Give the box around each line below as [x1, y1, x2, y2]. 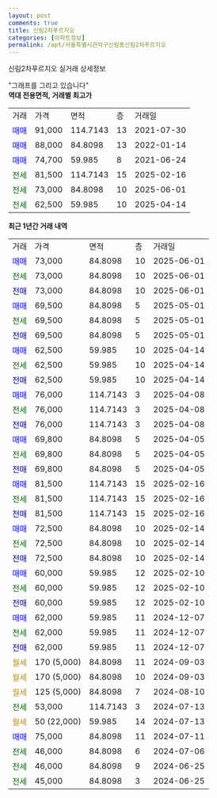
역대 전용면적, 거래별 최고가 [8, 90, 93, 100]
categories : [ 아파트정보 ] [8, 33, 86, 42]
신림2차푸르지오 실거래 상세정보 [8, 64, 106, 74]
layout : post [8, 11, 51, 20]
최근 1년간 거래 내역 [8, 221, 68, 231]
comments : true [8, 19, 59, 27]
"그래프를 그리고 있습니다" [8, 81, 89, 90]
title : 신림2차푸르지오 [8, 26, 75, 34]
